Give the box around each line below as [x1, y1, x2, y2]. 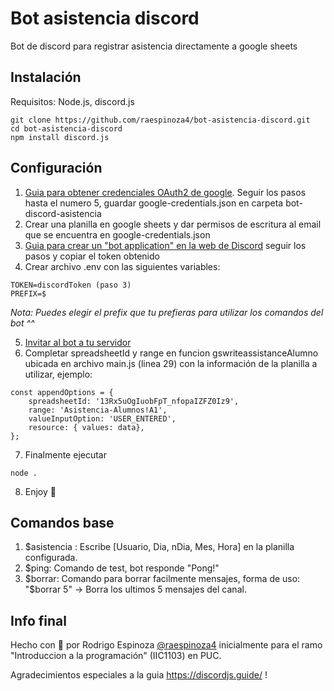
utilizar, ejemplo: [24, 368, 93, 380]
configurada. [24, 552, 78, 564]
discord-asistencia [24, 207, 102, 219]
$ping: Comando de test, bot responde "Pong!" [24, 562, 220, 574]
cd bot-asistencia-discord [10, 123, 123, 134]
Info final [10, 612, 67, 629]
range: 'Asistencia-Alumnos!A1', [28, 405, 168, 415]
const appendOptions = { [10, 387, 114, 397]
